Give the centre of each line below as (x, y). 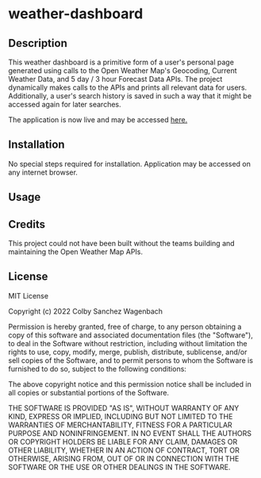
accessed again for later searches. (65, 104)
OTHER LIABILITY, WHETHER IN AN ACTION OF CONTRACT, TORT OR (124, 450)
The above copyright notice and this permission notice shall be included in (130, 384)
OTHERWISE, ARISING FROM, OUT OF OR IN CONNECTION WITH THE (124, 458)
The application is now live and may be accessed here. (98, 119)
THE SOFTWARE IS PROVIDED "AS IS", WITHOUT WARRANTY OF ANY (124, 408)
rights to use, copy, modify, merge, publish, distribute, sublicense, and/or (128, 352)
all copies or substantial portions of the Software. (88, 392)
